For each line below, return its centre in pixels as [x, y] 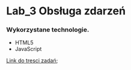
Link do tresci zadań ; [32, 60]
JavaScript [28, 49]
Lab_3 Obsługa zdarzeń [66, 11]
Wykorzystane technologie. [48, 30]
